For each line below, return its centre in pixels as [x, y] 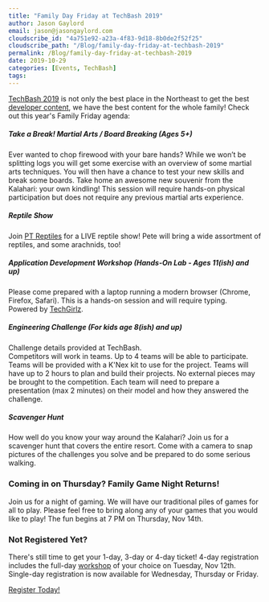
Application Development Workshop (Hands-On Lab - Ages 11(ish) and [129, 263]
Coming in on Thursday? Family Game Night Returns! [114, 484]
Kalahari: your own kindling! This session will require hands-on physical [126, 188]
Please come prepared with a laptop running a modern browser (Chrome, [130, 291]
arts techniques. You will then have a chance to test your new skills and [126, 171]
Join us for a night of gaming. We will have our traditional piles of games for [134, 501]
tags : [17, 76]
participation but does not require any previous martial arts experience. [126, 197]
